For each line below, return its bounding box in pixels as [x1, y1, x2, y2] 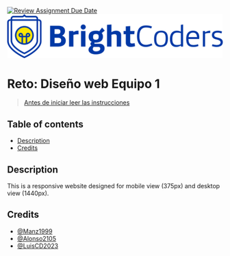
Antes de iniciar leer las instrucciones [23, 99, 130, 107]
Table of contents [7, 118, 84, 130]
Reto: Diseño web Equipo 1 [7, 76, 160, 92]
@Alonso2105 [16, 234, 57, 242]
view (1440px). [7, 189, 49, 197]
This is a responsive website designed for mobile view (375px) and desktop [7, 181, 220, 190]
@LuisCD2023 [16, 242, 59, 250]
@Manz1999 [16, 227, 53, 235]
